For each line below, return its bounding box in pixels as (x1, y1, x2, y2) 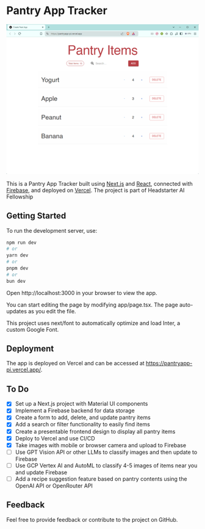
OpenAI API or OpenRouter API (15, 482, 93, 489)
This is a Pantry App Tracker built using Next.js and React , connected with (6, 180, 193, 187)
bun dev (6, 278, 26, 284)
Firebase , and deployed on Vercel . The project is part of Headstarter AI (6, 186, 185, 194)
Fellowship (6, 193, 34, 200)
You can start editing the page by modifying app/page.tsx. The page (6, 301, 178, 308)
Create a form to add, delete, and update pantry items (15, 414, 151, 421)
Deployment (6, 343, 54, 354)
